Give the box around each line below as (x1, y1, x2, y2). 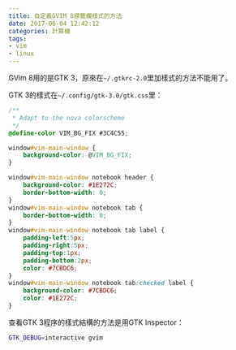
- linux (8, 50, 35, 58)
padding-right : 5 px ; (23, 241, 89, 249)
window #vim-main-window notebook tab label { (8, 227, 165, 235)
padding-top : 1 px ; (23, 248, 82, 257)
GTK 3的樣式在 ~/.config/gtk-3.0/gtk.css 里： (8, 90, 164, 100)
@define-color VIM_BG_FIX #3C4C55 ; (8, 129, 129, 137)
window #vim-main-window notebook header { (8, 174, 154, 182)
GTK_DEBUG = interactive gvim (8, 334, 104, 342)
